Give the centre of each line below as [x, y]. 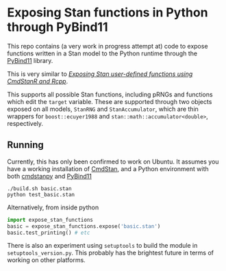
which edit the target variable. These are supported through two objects [110, 101]
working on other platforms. [46, 260]
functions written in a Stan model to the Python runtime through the [102, 53]
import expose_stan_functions [50, 220]
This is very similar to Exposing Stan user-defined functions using [100, 74]
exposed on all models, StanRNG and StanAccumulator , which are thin [103, 109]
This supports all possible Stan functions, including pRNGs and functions [110, 94]
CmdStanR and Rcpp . [38, 81]
